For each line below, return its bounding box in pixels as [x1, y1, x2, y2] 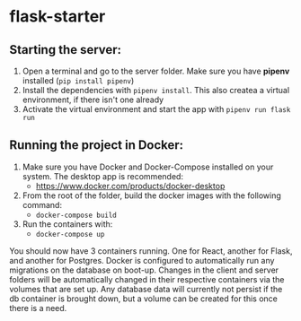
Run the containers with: [22, 218, 113, 230]
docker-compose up [35, 230, 105, 239]
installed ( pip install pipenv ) [22, 75, 135, 86]
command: [22, 199, 63, 210]
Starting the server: [9, 42, 122, 57]
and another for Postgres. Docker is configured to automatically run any [9, 255, 275, 265]
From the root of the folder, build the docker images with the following [22, 190, 281, 201]
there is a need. [9, 302, 67, 313]
